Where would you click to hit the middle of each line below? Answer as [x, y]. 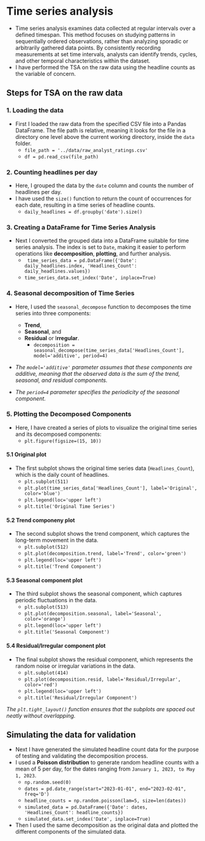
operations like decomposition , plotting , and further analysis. [93, 254]
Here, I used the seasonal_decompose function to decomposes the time [103, 307]
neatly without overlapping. [41, 716]
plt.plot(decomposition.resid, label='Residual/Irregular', [102, 679]
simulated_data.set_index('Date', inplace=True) [88, 819]
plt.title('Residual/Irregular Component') [81, 698]
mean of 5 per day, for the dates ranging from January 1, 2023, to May [105, 769]
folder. [23, 143]
